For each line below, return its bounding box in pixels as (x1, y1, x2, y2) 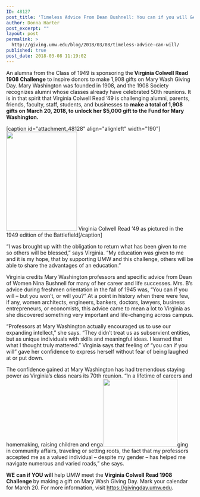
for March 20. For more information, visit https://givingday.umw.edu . (6, 484, 174, 491)
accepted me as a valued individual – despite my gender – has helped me (6, 453, 186, 461)
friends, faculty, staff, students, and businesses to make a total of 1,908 (6, 100, 183, 108)
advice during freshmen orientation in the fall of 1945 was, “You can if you (6, 286, 188, 293)
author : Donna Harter (6, 20, 60, 26)
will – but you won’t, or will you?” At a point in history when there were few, (6, 292, 190, 299)
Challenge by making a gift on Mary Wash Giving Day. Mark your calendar (6, 477, 188, 485)
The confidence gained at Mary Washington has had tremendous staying (6, 366, 185, 373)
